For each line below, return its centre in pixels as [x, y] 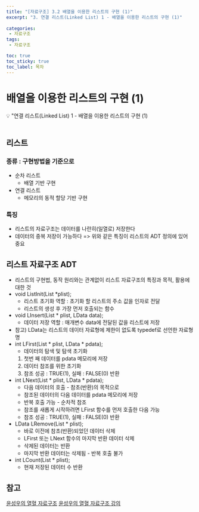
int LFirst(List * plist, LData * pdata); [59, 344]
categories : [21, 28]
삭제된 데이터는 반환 [47, 446]
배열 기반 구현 [40, 183]
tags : [13, 39]
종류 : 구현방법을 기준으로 [40, 161]
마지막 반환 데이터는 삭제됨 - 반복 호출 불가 [73, 454]
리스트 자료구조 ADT [42, 264]
